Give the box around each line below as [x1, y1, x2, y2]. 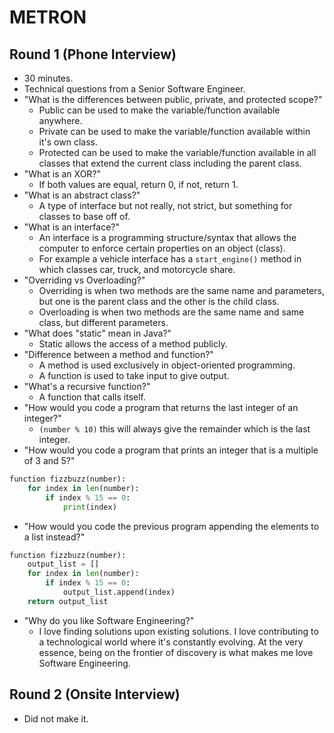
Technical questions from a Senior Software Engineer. [23, 83, 246, 95]
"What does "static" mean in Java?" [23, 327, 172, 339]
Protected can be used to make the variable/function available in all [38, 147, 317, 158]
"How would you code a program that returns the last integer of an [23, 402, 299, 413]
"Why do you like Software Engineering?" [23, 614, 195, 626]
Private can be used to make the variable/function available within [38, 126, 311, 137]
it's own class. [38, 136, 98, 148]
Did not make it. [23, 712, 89, 725]
